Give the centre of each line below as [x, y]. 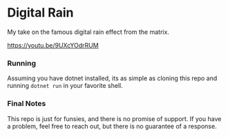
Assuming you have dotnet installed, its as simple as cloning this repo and [112, 78]
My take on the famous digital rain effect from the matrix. [88, 32]
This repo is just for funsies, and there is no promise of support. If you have [114, 118]
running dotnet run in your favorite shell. [65, 86]
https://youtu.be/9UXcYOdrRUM [53, 45]
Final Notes [27, 104]
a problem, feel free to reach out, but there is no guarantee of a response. [112, 126]
